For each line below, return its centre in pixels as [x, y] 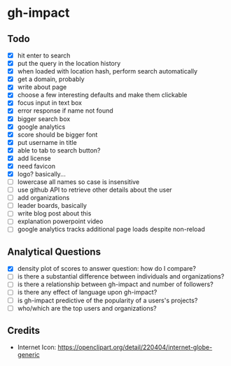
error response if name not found [65, 111]
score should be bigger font [57, 134]
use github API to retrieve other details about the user [95, 190]
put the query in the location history [69, 64]
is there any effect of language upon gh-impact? [87, 293]
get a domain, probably [51, 79]
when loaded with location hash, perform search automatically [107, 71]
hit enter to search [44, 55]
